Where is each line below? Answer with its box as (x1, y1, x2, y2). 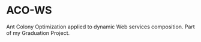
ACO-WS (6, 4, 52, 17)
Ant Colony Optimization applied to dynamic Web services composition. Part (6, 23, 195, 30)
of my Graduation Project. (6, 29, 70, 36)
